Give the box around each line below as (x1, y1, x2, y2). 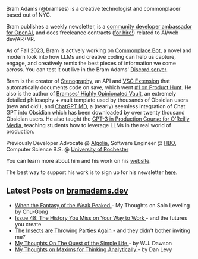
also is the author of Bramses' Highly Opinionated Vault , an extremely (6, 90, 177, 97)
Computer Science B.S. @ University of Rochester (6, 146, 129, 153)
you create (14, 220, 42, 228)
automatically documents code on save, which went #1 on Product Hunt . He (6, 84, 192, 91)
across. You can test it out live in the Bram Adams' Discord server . (6, 66, 168, 73)
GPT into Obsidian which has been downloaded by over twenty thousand (6, 109, 186, 116)
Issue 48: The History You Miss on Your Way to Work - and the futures (14, 214, 187, 222)
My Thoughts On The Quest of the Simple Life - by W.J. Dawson (14, 239, 172, 247)
